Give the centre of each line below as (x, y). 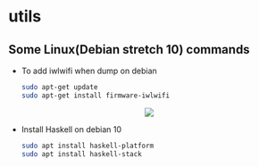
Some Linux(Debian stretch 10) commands (129, 50)
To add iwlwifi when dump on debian (89, 71)
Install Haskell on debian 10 (71, 129)
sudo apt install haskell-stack (81, 154)
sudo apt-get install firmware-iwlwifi (96, 96)
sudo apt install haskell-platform (88, 146)
